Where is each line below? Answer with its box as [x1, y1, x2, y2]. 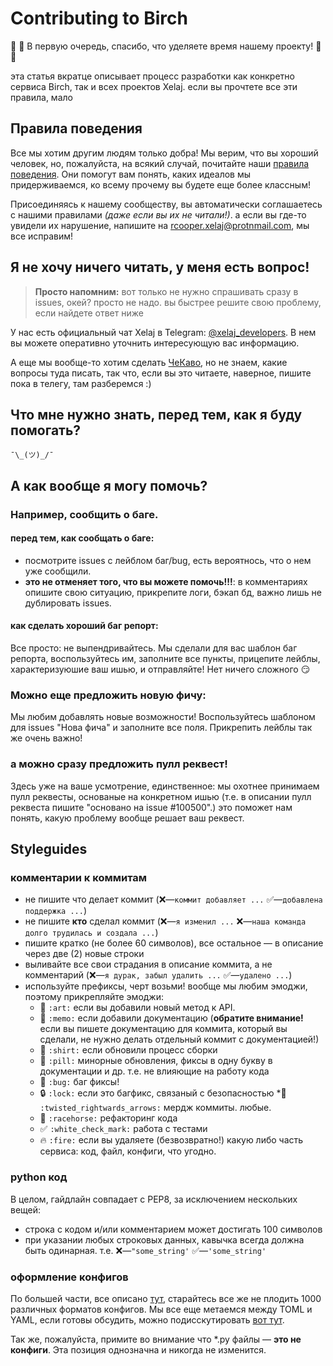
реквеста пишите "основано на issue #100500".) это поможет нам [10, 801, 293, 813]
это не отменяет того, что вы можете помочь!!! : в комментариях [24, 575, 308, 587]
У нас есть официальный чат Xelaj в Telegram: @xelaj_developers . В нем [10, 326, 317, 338]
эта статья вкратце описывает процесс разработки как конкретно [10, 70, 295, 82]
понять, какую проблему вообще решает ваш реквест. [10, 812, 245, 824]
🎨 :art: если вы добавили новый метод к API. [39, 1002, 236, 1014]
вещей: [10, 1203, 42, 1216]
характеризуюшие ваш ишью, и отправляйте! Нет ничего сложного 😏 [10, 663, 311, 676]
